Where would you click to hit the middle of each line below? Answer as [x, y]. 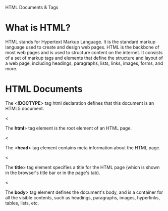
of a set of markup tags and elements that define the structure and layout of [84, 58]
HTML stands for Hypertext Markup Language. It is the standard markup [80, 41]
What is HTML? [38, 28]
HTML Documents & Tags [32, 7]
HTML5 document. [25, 108]
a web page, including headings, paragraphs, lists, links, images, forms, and [84, 63]
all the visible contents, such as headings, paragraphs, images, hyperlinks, [83, 197]
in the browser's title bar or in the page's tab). [53, 173]
